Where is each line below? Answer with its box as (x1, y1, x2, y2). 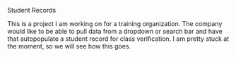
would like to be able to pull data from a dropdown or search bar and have (7, 27, 223, 35)
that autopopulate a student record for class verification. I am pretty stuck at (7, 34, 230, 43)
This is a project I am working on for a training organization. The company (7, 20, 223, 27)
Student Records (7, 6, 57, 14)
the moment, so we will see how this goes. (7, 42, 131, 50)
